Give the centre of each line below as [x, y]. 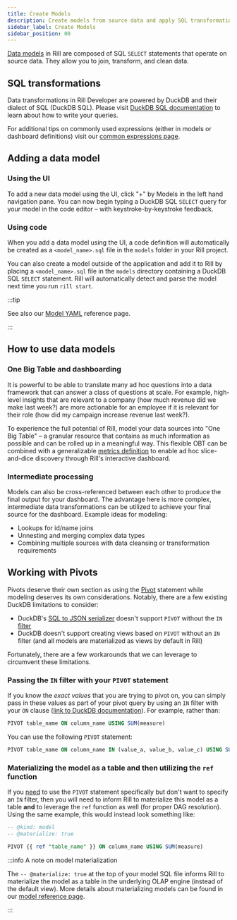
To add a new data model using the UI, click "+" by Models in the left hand [115, 194]
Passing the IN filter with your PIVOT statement [88, 680]
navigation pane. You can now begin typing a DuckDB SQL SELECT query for [117, 201]
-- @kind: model [31, 828]
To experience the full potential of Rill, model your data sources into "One [114, 428]
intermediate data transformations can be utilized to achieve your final [109, 507]
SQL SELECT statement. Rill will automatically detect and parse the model [112, 278]
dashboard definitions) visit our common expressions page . [94, 136]
